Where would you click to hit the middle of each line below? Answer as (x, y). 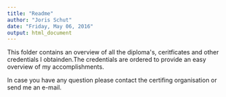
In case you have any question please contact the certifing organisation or (112, 80)
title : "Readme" (30, 13)
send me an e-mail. (34, 87)
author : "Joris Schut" (39, 20)
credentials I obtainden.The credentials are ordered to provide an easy (107, 60)
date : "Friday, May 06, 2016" (50, 26)
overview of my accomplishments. (56, 67)
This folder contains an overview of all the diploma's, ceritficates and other (113, 52)
